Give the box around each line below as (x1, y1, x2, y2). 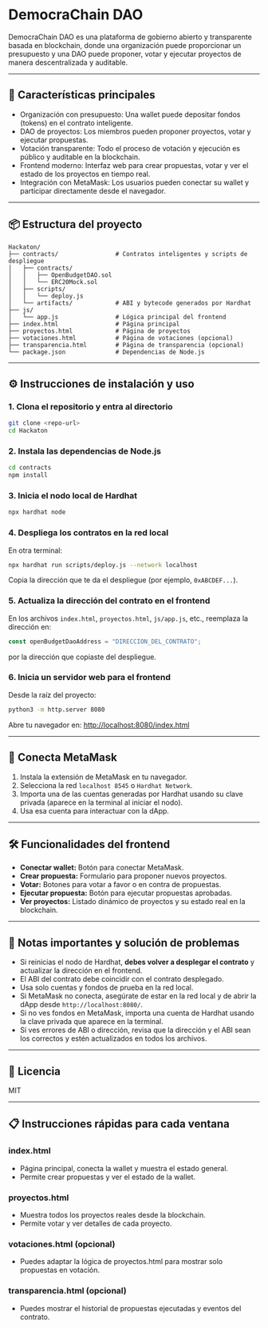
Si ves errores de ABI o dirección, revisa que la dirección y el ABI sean (19, 1026, 251, 1035)
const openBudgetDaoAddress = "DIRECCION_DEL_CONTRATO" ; (8, 638, 202, 646)
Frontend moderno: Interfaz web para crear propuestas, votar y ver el (19, 160, 249, 170)
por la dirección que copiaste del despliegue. (8, 652, 157, 662)
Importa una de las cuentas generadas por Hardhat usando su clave (19, 789, 243, 798)
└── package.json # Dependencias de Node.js (8, 348, 205, 356)
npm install (8, 471, 48, 479)
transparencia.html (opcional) (8, 1286, 127, 1297)
